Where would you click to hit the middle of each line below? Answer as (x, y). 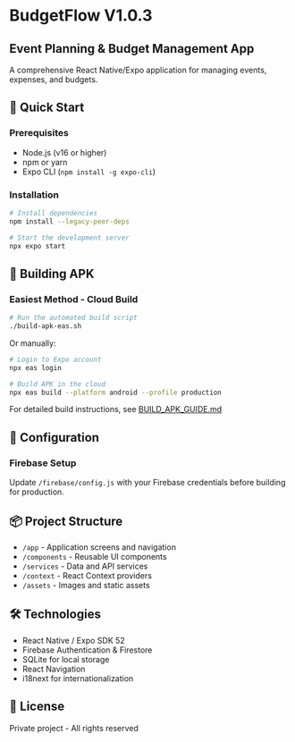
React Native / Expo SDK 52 (73, 640)
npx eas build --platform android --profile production (115, 392)
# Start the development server (69, 238)
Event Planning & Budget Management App (132, 49)
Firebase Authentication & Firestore (87, 650)
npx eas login (36, 367)
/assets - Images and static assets (86, 585)
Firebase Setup (43, 463)
